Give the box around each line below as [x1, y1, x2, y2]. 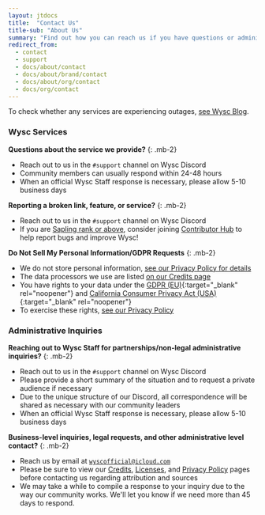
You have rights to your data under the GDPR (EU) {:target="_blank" [19, 280, 238, 290]
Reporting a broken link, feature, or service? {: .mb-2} [8, 200, 187, 210]
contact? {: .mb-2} [8, 441, 69, 450]
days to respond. [19, 498, 75, 507]
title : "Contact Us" [8, 19, 80, 27]
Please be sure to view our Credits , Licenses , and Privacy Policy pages [19, 464, 251, 474]
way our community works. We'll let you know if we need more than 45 [19, 490, 251, 499]
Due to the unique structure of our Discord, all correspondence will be [19, 392, 248, 401]
